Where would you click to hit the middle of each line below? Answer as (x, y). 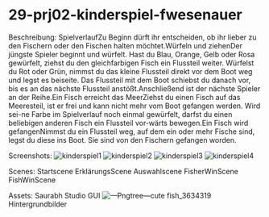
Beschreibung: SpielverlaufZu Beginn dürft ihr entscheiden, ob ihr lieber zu (132, 37)
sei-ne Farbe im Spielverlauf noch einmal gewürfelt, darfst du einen (120, 114)
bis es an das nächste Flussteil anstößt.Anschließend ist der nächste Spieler (134, 88)
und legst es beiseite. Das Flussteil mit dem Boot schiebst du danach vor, (130, 80)
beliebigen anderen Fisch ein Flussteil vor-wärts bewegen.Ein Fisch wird (128, 123)
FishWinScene (32, 180)
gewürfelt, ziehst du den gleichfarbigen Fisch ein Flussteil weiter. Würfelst (131, 63)
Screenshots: (30, 156)
